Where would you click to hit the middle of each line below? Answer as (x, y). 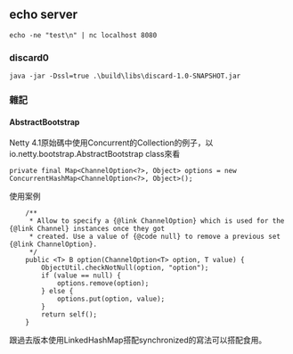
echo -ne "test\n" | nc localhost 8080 (83, 35)
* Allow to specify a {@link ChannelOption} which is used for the (157, 221)
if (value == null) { (81, 276)
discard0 (29, 57)
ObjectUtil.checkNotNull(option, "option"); (125, 268)
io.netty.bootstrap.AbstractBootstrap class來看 (95, 154)
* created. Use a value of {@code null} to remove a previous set (155, 237)
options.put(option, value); (111, 299)
